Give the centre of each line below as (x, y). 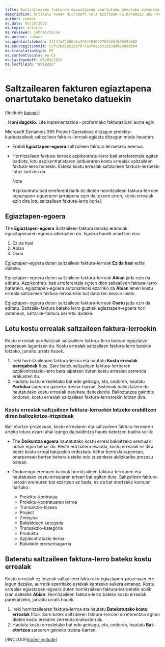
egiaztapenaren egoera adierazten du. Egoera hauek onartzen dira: (73, 233)
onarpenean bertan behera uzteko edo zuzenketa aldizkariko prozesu (82, 457)
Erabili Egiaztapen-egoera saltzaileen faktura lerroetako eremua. (78, 147)
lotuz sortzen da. (29, 172)
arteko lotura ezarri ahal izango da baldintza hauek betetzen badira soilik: (79, 431)
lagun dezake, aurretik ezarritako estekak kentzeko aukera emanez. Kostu (80, 584)
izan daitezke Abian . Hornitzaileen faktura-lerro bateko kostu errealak (76, 594)
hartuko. (21, 487)
